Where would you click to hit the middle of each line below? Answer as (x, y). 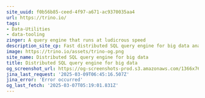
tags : (13, 23)
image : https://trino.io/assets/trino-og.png (65, 52)
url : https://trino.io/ (37, 18)
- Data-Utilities (28, 29)
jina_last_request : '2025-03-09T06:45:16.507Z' (68, 74)
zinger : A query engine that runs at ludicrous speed (76, 40)
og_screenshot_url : (31, 68)
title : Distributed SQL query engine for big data (72, 63)
